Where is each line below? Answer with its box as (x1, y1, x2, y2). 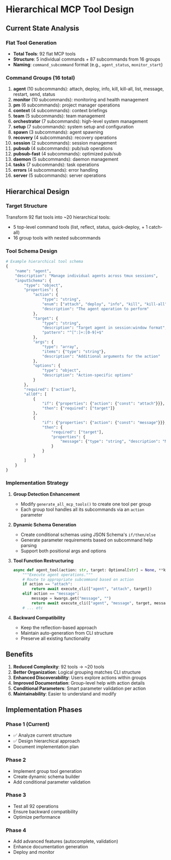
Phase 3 (6, 791, 26, 798)
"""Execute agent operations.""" (22, 572, 93, 577)
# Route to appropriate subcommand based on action (22, 577, 134, 582)
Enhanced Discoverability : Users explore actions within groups (13, 674, 147, 681)
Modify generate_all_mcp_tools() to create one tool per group (20, 501, 151, 507)
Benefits (6, 650, 33, 659)
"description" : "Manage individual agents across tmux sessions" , (15, 273, 158, 278)
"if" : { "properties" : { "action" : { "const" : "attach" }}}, (42, 401, 165, 406)
